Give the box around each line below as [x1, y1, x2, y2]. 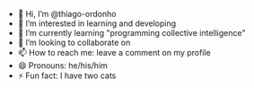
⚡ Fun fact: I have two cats [17, 70, 117, 81]
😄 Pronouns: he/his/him [17, 60, 108, 71]
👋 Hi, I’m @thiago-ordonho [17, 9, 117, 19]
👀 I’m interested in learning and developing [17, 18, 177, 29]
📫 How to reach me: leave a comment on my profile [17, 48, 211, 57]
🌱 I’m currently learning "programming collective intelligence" [17, 28, 246, 38]
